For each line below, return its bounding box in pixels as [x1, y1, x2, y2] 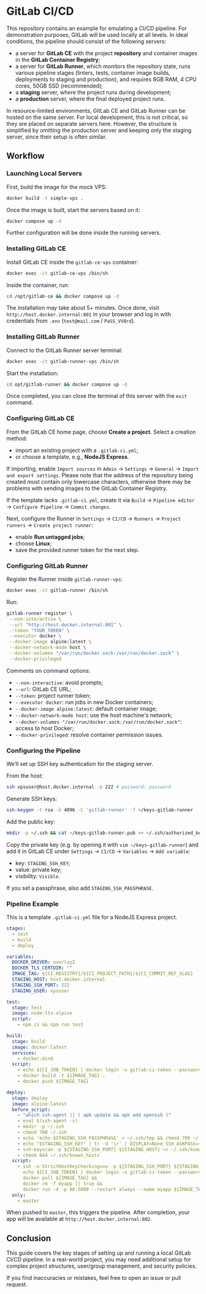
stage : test [12, 1005, 43, 1011]
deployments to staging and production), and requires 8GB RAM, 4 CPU [15, 75, 197, 83]
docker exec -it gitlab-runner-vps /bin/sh [6, 358, 120, 364]
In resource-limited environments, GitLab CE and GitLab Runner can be [6, 107, 186, 114]
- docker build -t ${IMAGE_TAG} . [17, 1073, 105, 1079]
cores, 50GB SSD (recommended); [15, 82, 103, 90]
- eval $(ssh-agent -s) [17, 1118, 78, 1124]
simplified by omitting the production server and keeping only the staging [6, 126, 192, 134]
